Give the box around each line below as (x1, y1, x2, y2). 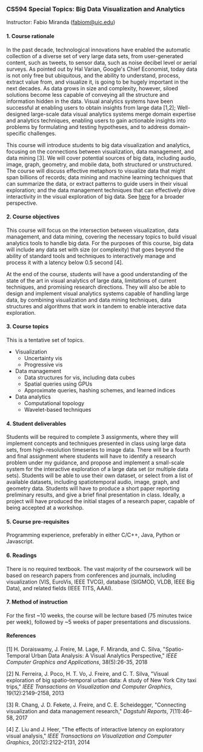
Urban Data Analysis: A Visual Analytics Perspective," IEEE (31, 651, 178, 659)
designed (6, 110, 30, 117)
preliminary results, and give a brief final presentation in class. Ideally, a (6, 491, 185, 498)
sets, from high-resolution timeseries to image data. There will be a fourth (6, 446, 190, 454)
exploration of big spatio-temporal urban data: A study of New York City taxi (6, 676, 197, 684)
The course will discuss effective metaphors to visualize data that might (6, 167, 186, 174)
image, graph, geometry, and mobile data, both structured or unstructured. (6, 160, 193, 168)
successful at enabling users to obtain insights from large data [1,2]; (6, 104, 176, 111)
